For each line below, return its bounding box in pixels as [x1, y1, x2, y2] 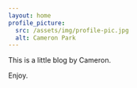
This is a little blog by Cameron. [8, 55, 112, 65]
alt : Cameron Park [15, 33, 77, 42]
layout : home [8, 11, 51, 20]
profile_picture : [8, 19, 66, 27]
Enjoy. [8, 71, 29, 80]
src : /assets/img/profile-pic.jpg [15, 26, 129, 34]
